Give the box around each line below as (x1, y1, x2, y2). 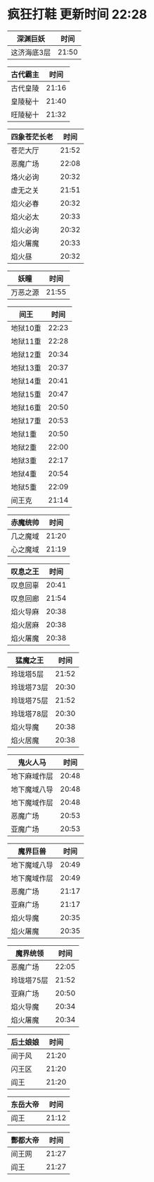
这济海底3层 (11, 47, 51, 57)
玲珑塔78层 (11, 708, 49, 718)
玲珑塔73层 (11, 682, 49, 692)
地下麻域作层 (11, 771, 54, 781)
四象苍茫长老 (11, 131, 54, 141)
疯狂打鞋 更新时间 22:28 (7, 6, 148, 23)
